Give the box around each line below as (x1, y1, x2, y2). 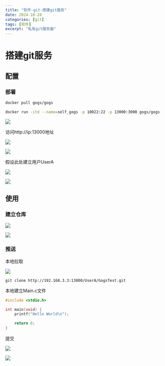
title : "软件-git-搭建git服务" (5, 7, 67, 13)
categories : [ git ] (5, 17, 44, 22)
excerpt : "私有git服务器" (5, 27, 56, 32)
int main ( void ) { (5, 307, 42, 312)
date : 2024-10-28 (5, 12, 42, 17)
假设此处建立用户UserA (5, 159, 54, 165)
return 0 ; (14, 321, 36, 326)
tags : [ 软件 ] (5, 21, 31, 27)
